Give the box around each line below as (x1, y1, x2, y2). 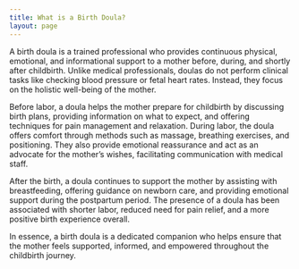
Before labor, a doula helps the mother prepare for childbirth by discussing (9, 101, 285, 112)
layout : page (9, 21, 58, 30)
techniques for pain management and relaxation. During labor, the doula (9, 120, 275, 130)
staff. (9, 158, 29, 169)
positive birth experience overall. (9, 214, 131, 224)
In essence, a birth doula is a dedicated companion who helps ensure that (9, 231, 282, 241)
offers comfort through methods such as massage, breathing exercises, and (9, 130, 290, 140)
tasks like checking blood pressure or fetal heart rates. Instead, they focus (9, 74, 284, 85)
